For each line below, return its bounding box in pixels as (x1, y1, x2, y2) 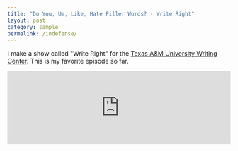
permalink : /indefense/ (7, 30, 78, 37)
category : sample (7, 23, 59, 30)
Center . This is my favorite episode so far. (7, 57, 129, 66)
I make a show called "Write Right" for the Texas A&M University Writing (7, 49, 217, 58)
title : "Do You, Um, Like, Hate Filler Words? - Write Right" (7, 10, 195, 18)
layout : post (7, 17, 46, 24)
